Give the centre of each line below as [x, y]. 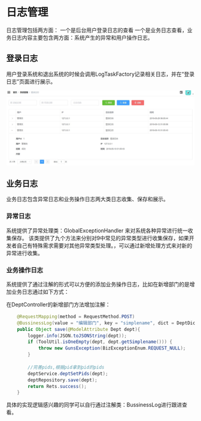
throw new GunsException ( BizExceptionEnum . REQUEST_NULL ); [112, 348]
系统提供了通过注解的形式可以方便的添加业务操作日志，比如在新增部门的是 [98, 284]
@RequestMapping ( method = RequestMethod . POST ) [76, 317]
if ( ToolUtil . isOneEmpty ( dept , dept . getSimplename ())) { [100, 342]
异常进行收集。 [25, 253]
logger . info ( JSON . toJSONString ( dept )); [77, 336]
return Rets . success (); [57, 386]
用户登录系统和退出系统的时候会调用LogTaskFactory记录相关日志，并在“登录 [100, 74]
